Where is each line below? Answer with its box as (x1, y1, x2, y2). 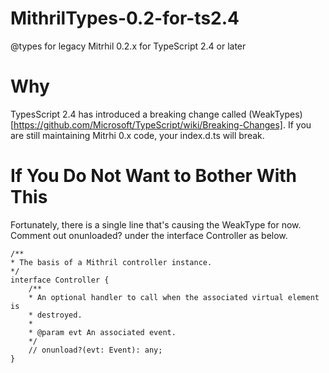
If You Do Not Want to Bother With (10, 165, 298, 187)
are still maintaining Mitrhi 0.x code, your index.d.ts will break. (10, 129, 265, 141)
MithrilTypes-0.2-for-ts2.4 (10, 7, 240, 30)
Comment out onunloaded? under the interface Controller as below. (10, 229, 288, 241)
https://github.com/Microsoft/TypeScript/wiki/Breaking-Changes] (13, 118, 283, 131)
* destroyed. (28, 310, 83, 320)
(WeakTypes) (248, 108, 303, 120)
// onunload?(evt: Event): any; (28, 345, 163, 355)
